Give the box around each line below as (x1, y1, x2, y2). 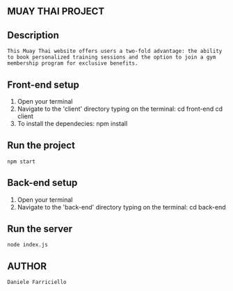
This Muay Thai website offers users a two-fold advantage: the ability (7, 48, 223, 55)
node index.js (7, 242, 49, 249)
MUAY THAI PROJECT (7, 6, 105, 17)
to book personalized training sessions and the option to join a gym (7, 54, 216, 61)
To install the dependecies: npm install (17, 120, 128, 128)
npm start (7, 158, 36, 165)
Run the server (7, 223, 73, 235)
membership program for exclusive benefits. (7, 60, 138, 67)
